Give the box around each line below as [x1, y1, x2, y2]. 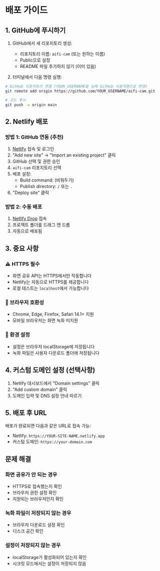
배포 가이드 [5, 4, 48, 16]
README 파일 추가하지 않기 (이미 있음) [19, 63, 96, 69]
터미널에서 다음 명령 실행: [12, 74, 62, 80]
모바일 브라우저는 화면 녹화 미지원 [12, 317, 78, 323]
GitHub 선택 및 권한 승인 [12, 158, 60, 164]
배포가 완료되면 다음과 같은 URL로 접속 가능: [5, 423, 91, 429]
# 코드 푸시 [5, 97, 26, 102]
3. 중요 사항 [5, 244, 39, 252]
